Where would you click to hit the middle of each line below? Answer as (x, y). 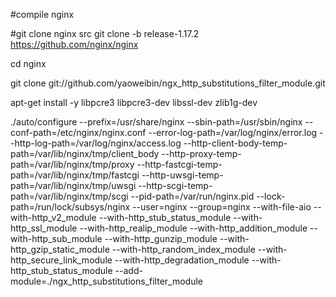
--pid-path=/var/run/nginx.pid (192, 196)
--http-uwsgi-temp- (182, 175)
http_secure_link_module (61, 260)
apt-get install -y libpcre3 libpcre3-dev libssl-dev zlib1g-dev (134, 102)
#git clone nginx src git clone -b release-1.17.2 (105, 33)
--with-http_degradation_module (182, 260)
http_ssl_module (44, 228)
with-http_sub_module (56, 238)
